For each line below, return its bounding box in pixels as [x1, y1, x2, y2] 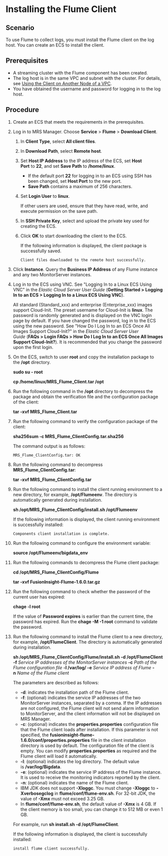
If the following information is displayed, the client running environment [12, 516, 159, 522]
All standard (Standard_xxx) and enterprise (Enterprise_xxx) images [12, 301, 152, 307]
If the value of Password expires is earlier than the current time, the [12, 613, 153, 619]
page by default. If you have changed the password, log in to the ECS [12, 317, 156, 323]
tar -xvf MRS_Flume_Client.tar [12, 408, 77, 414]
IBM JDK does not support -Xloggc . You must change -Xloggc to [20, 785, 155, 791]
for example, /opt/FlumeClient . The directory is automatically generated [12, 639, 162, 645]
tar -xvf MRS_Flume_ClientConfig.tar [12, 477, 92, 483]
